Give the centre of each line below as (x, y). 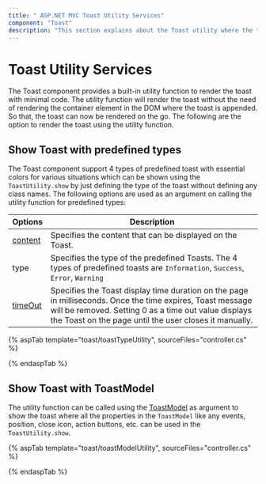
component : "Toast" (40, 23)
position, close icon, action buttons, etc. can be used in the (104, 424)
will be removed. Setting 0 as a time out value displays (151, 311)
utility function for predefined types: (67, 202)
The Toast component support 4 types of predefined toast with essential (127, 169)
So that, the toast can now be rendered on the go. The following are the (125, 116)
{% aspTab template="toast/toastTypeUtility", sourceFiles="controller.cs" (127, 340)
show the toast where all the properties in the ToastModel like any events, (127, 415)
